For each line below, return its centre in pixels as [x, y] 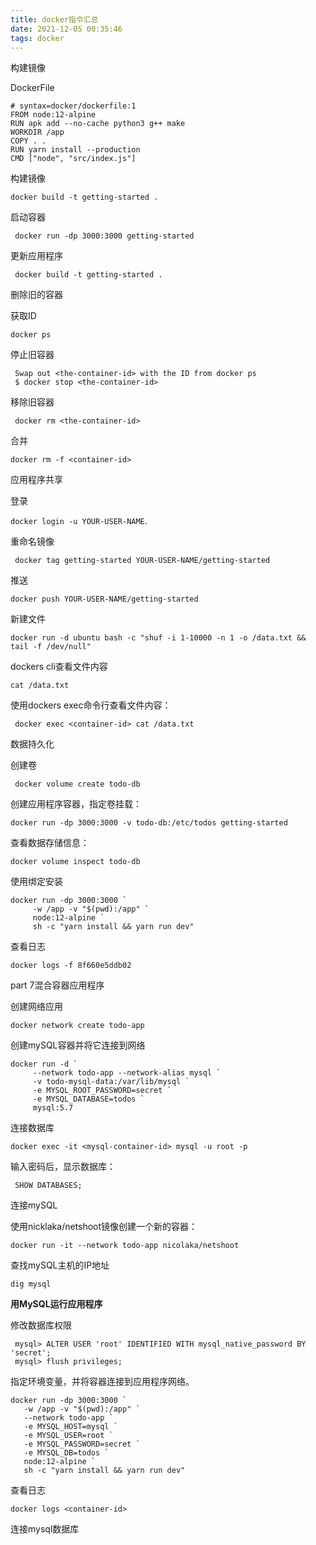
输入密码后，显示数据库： [63, 1167]
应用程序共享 [36, 480]
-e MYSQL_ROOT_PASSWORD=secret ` [102, 1091]
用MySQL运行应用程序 [56, 1304]
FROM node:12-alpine [53, 115]
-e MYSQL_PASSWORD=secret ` [82, 1444]
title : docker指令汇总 [54, 19]
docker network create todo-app [77, 1026]
